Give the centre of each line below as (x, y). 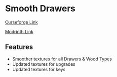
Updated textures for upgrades (44, 64)
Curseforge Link (21, 22)
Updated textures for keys (39, 69)
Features (19, 47)
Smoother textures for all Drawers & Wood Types (62, 59)
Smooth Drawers (40, 9)
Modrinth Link (19, 31)
